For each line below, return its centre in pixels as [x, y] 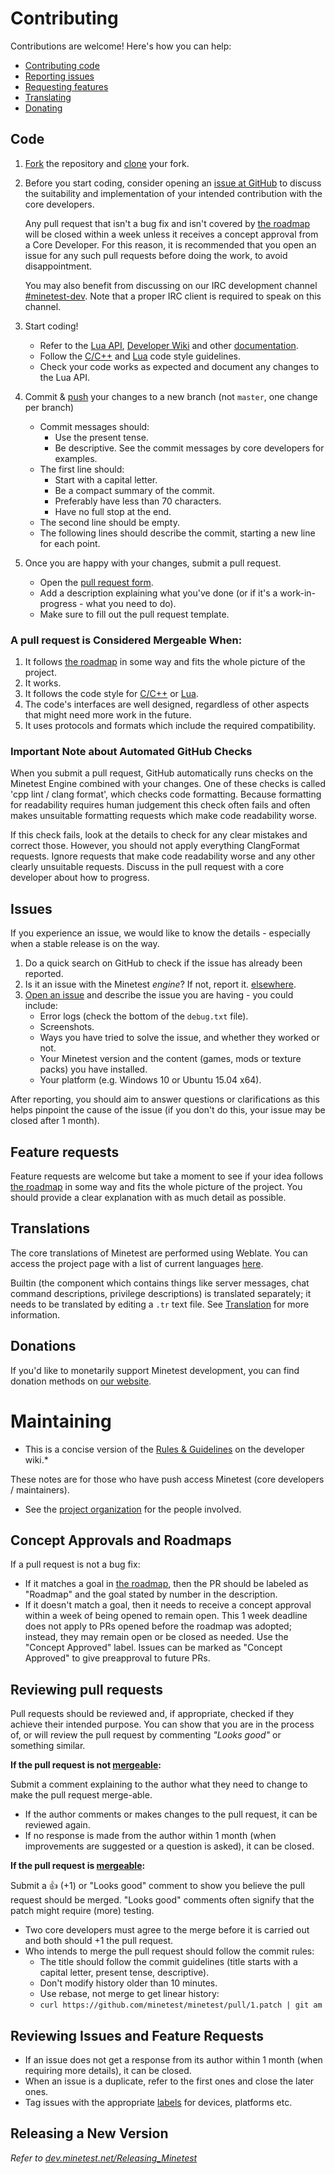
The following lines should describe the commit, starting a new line [177, 533]
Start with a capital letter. [106, 479]
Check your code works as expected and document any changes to [179, 366]
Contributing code [62, 65]
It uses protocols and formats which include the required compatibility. [170, 726]
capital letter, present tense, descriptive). [124, 1973]
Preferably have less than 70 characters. [138, 501]
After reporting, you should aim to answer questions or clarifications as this [165, 1099]
